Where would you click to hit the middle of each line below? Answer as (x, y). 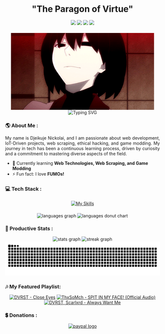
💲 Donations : (21, 315)
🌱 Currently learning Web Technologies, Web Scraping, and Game (80, 163)
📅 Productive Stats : (29, 228)
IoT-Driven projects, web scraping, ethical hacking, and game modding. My (82, 143)
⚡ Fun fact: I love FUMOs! (38, 174)
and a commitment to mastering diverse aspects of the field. (66, 154)
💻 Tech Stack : (23, 189)
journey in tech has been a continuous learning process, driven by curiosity (82, 149)
